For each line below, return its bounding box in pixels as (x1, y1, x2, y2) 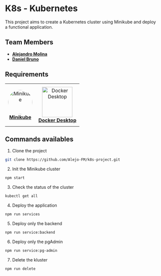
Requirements (5, 70, 48, 79)
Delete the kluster (12, 257, 48, 262)
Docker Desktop (38, 117, 77, 124)
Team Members (5, 38, 53, 47)
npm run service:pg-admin (5, 248, 57, 253)
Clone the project (12, 148, 47, 154)
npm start (5, 176, 25, 180)
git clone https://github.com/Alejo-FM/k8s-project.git (5, 157, 120, 162)
